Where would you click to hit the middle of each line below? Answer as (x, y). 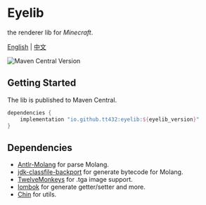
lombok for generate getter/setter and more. (81, 187)
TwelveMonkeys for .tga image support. (75, 180)
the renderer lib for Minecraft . (50, 32)
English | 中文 (27, 46)
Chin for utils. (37, 194)
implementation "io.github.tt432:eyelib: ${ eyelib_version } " (110, 119)
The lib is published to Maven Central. (62, 100)
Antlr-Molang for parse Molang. (63, 165)
